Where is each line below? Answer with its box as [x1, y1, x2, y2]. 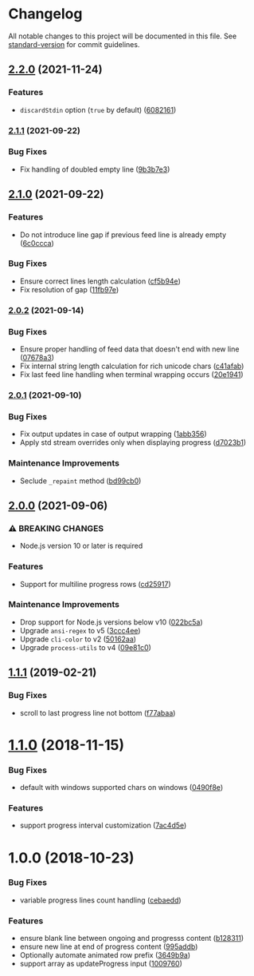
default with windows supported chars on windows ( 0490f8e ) [19, 783, 224, 792]
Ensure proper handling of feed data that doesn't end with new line [19, 344, 240, 354]
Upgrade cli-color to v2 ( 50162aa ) [19, 634, 137, 644]
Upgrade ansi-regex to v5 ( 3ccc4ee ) [19, 625, 141, 635]
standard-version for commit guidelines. [8, 39, 140, 49]
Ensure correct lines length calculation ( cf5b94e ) [19, 276, 181, 286]
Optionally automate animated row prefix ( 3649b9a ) [19, 950, 191, 960]
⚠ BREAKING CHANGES [8, 522, 104, 534]
